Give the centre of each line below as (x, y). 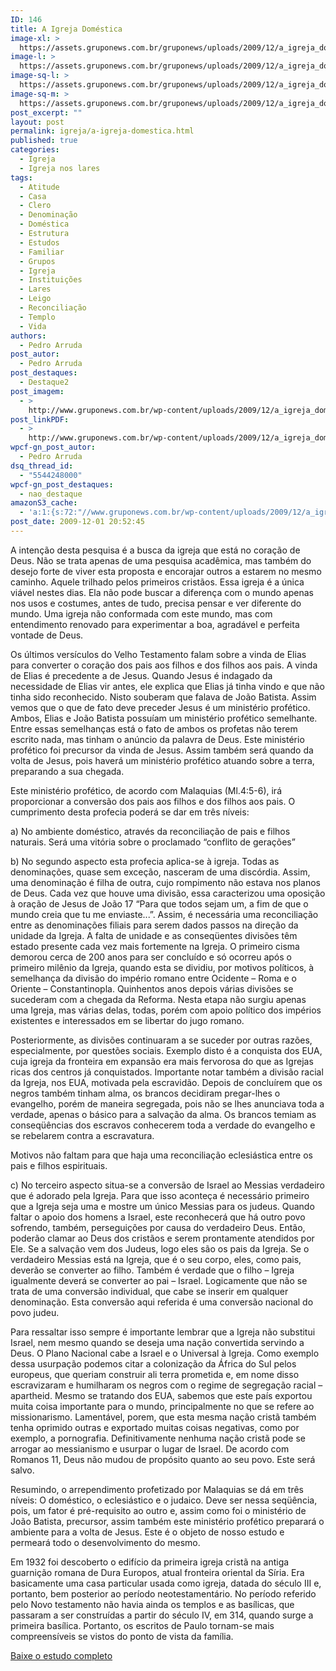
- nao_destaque (51, 494)
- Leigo (35, 299)
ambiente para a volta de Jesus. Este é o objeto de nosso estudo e (147, 1532)
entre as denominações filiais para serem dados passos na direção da (154, 925)
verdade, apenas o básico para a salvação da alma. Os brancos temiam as (163, 1114)
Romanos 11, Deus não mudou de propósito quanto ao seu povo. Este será (163, 1459)
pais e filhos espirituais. (59, 1165)
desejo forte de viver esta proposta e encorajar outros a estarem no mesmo (166, 571)
